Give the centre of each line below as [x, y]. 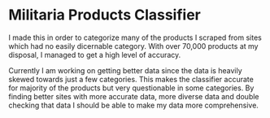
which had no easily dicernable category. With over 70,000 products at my [133, 46]
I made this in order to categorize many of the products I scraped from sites [135, 37]
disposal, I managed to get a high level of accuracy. [95, 55]
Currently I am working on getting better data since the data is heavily [125, 70]
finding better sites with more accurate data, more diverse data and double [134, 96]
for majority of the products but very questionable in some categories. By [131, 88]
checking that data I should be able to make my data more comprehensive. [133, 105]
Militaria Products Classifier [105, 15]
